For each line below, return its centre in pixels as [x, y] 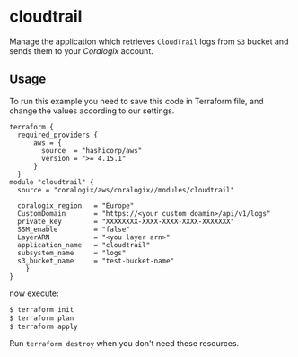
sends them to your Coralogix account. [82, 50]
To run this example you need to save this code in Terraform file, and [136, 101]
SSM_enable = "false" [74, 229]
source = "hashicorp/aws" [92, 150]
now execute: [35, 293]
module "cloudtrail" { [52, 182]
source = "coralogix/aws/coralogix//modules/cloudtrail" [126, 190]
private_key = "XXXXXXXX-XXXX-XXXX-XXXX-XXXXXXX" [126, 221]
